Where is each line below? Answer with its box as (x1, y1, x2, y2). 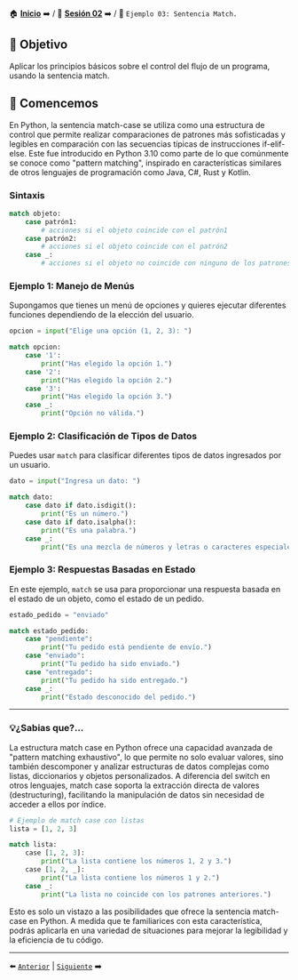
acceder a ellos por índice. (9, 799, 106, 809)
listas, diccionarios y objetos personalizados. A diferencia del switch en (9, 770, 271, 781)
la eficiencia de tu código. (9, 934, 104, 945)
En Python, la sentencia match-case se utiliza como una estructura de (9, 119, 265, 130)
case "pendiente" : (25, 635, 93, 644)
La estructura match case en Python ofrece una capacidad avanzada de (9, 742, 273, 752)
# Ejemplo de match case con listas (9, 815, 145, 825)
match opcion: (9, 342, 62, 352)
